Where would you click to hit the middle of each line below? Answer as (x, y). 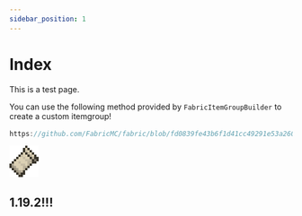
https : (22, 134)
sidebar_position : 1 (48, 19)
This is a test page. (44, 89)
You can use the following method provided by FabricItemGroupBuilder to (146, 107)
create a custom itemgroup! (61, 116)
